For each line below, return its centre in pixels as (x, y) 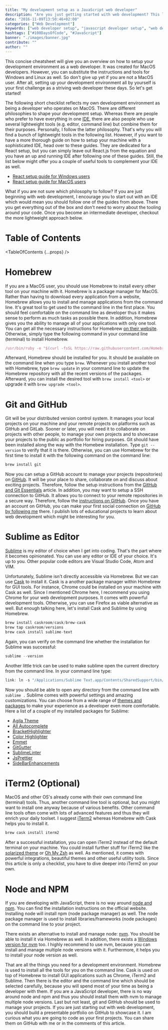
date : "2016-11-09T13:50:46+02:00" (42, 19)
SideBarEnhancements (36, 763)
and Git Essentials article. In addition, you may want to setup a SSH (74, 490)
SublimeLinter (27, 752)
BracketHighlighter (32, 731)
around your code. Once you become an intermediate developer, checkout (82, 212)
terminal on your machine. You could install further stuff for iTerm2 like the (82, 847)
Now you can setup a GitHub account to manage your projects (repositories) (84, 474)
